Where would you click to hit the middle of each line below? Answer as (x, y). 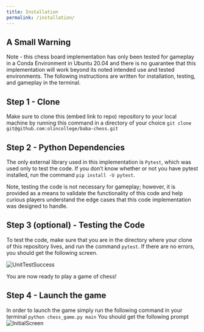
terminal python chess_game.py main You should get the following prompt (97, 316)
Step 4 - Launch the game (56, 296)
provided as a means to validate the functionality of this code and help (95, 193)
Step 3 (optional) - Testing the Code (76, 225)
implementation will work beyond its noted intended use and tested (90, 70)
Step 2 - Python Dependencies (65, 147)
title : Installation (33, 12)
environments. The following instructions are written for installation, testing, (101, 76)
